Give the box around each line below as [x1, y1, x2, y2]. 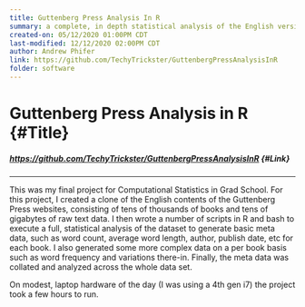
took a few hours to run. [9, 289, 99, 300]
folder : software [9, 64, 75, 74]
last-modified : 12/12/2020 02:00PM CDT [9, 38, 161, 48]
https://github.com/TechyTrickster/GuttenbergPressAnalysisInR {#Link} [9, 153, 290, 163]
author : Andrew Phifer [9, 47, 95, 56]
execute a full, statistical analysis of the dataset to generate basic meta [9, 223, 275, 234]
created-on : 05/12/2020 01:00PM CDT [9, 30, 148, 39]
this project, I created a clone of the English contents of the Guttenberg [9, 194, 276, 205]
